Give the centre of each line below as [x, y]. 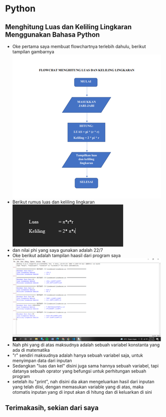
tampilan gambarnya [33, 52]
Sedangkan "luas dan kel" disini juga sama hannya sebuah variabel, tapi [85, 366]
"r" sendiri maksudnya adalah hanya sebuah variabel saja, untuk [78, 355]
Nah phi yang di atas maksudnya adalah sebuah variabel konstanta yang [86, 345]
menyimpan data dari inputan [42, 361]
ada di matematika [31, 350]
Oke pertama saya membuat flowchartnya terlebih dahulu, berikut [79, 46]
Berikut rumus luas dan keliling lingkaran [53, 202]
